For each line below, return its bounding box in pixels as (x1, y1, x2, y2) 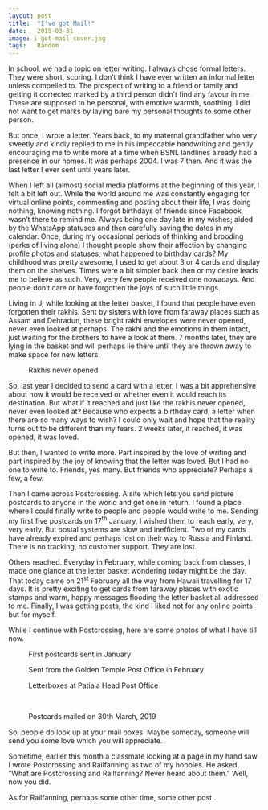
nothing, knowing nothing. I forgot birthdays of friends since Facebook (8, 206, 242, 216)
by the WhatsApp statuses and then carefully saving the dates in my (8, 223, 234, 233)
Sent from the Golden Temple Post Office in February (28, 665, 205, 675)
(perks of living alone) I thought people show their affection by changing (8, 241, 247, 250)
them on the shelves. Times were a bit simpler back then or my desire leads (8, 266, 258, 276)
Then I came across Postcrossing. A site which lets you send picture (8, 489, 234, 499)
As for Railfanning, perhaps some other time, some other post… (8, 793, 218, 803)
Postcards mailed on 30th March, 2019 (28, 712, 156, 722)
